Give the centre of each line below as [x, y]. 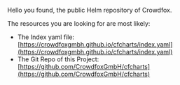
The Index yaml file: [46, 37]
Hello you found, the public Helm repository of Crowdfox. [90, 10]
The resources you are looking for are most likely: [79, 23]
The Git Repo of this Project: [58, 59]
